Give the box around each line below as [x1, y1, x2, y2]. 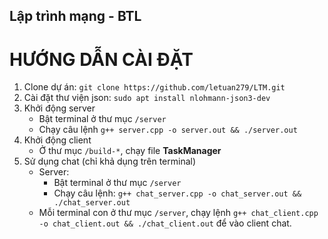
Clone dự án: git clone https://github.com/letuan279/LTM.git [23, 81, 286, 93]
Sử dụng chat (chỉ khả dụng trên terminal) [23, 155, 197, 168]
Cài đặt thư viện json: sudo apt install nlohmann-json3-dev [23, 92, 271, 104]
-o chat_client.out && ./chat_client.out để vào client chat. [38, 217, 292, 229]
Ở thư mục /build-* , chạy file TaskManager [38, 145, 222, 157]
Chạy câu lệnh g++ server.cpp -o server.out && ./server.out [38, 124, 298, 136]
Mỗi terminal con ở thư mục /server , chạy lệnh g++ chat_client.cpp [38, 207, 319, 219]
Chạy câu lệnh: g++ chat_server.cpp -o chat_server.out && [53, 187, 302, 199]
